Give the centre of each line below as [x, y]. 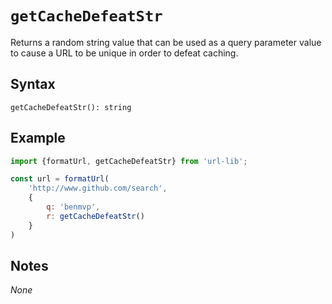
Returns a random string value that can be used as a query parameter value [166, 42]
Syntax [33, 84]
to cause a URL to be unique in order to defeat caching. [124, 53]
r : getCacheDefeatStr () [95, 216]
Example [38, 138]
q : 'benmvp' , [73, 207]
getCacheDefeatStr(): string [71, 107]
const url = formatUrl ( [60, 179]
